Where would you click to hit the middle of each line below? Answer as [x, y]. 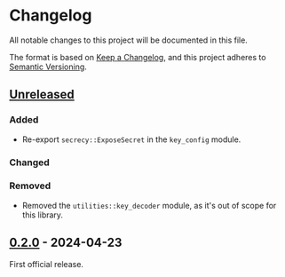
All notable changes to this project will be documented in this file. [129, 40]
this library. [43, 215]
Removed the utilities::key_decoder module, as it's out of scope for [149, 205]
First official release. [47, 264]
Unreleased [42, 95]
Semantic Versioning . [48, 67]
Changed [30, 162]
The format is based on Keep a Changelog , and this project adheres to [138, 57]
